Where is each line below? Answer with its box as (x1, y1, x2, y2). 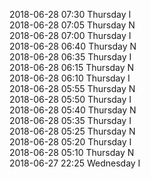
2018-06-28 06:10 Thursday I (9, 72, 131, 84)
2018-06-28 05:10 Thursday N (9, 147, 135, 158)
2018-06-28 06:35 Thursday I (9, 51, 132, 63)
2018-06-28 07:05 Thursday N (9, 19, 136, 31)
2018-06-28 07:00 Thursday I (9, 30, 132, 41)
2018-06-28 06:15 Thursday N (9, 62, 135, 73)
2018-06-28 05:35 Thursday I (9, 115, 132, 126)
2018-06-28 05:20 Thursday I (9, 136, 132, 148)
